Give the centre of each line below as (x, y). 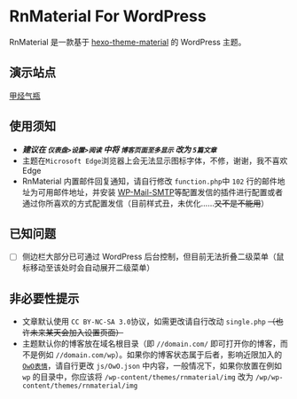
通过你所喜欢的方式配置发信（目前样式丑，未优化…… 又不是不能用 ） (145, 203)
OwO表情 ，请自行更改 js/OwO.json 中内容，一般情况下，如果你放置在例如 (152, 366)
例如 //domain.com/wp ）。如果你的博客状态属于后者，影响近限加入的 (160, 355)
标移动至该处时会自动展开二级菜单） (88, 268)
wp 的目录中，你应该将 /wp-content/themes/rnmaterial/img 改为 (138, 377)
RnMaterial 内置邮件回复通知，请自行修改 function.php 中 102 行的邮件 (149, 181)
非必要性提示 (44, 298)
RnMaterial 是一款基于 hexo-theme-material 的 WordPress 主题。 (128, 42)
